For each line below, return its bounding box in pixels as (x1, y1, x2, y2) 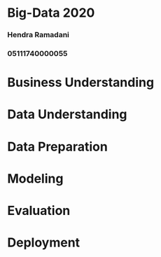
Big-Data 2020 (7, 5, 95, 21)
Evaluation (7, 202, 71, 218)
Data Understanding (7, 106, 127, 123)
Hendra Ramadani (7, 30, 70, 40)
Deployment (7, 235, 80, 251)
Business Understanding (7, 75, 155, 90)
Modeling (7, 170, 64, 186)
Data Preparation (7, 139, 108, 155)
